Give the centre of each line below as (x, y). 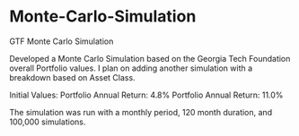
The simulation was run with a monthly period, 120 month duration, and (141, 112)
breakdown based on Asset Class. (73, 77)
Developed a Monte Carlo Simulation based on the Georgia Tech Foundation (150, 58)
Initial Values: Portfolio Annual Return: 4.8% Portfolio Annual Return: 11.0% (146, 95)
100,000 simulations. (48, 122)
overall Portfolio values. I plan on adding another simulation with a (131, 68)
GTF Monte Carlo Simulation (62, 41)
